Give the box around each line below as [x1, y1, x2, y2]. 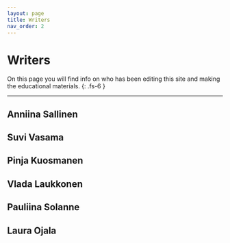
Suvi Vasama [7, 131, 64, 144]
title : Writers [7, 16, 51, 23]
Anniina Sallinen [7, 108, 79, 120]
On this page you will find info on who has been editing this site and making [7, 75, 220, 83]
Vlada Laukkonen [7, 178, 84, 190]
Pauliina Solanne [7, 201, 80, 213]
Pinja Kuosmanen [7, 155, 84, 166]
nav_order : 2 [7, 23, 44, 29]
